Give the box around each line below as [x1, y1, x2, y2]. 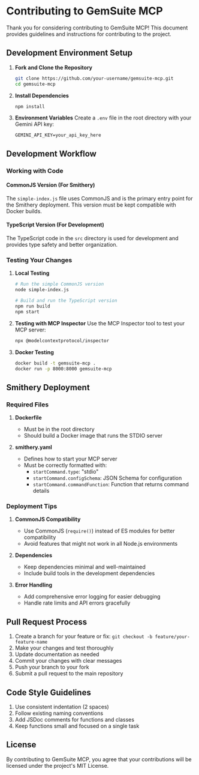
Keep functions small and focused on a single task [14, 722, 140, 729]
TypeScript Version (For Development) [6, 221, 104, 229]
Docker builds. [6, 207, 42, 214]
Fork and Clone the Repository [14, 64, 93, 71]
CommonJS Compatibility [14, 516, 81, 523]
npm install [14, 103, 45, 109]
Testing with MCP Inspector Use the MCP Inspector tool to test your [14, 319, 185, 327]
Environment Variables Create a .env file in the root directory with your [14, 114, 192, 121]
